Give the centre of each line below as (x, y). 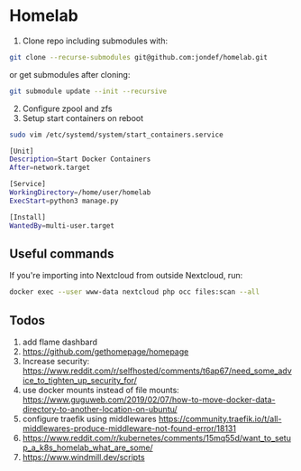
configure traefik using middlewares (89, 419)
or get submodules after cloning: (70, 74)
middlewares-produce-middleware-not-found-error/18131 (129, 429)
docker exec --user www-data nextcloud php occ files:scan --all (134, 292)
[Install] (28, 217)
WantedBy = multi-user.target (62, 226)
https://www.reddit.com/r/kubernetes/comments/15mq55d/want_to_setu (156, 438)
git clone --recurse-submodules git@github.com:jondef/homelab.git (139, 57)
